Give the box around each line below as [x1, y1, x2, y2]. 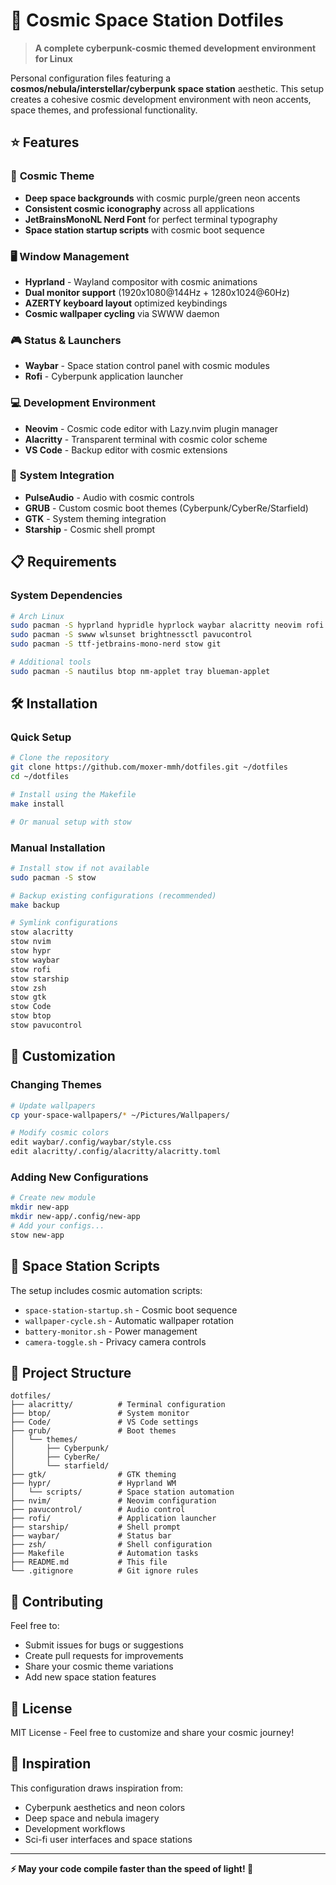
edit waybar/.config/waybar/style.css [10, 1137, 172, 1148]
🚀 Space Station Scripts [10, 1258, 160, 1275]
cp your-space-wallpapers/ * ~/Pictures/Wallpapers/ [10, 1110, 230, 1120]
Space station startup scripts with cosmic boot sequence [24, 224, 265, 236]
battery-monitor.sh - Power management [24, 1325, 198, 1337]
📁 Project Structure [10, 1364, 132, 1381]
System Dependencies [10, 589, 123, 603]
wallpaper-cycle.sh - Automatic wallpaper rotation [24, 1314, 234, 1326]
